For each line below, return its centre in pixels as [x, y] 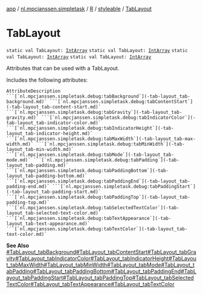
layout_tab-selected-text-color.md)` [54, 213]
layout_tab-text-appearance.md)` [48, 224]
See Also [18, 246]
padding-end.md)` [28, 186]
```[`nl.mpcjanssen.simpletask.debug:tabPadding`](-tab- [106, 160]
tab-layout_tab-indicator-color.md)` [54, 123]
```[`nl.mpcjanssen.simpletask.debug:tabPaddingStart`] [124, 186]
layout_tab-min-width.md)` [40, 149]
